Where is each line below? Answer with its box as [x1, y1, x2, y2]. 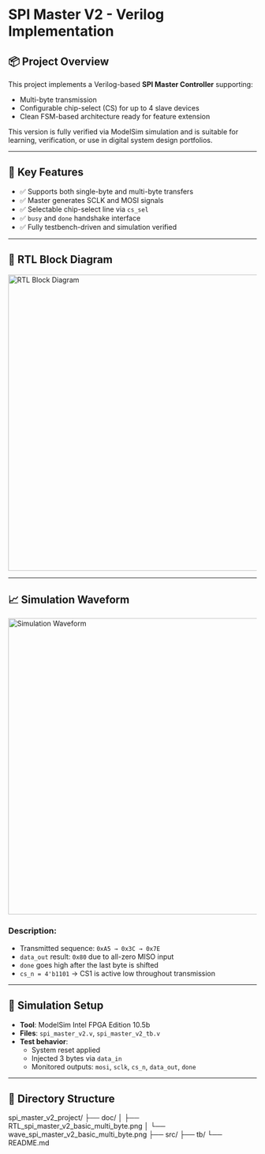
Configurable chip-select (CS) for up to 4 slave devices [19, 103, 200, 112]
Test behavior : [19, 1036, 69, 1046]
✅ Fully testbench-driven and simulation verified [19, 222, 177, 231]
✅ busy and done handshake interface [19, 213, 141, 223]
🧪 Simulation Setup [8, 999, 104, 1013]
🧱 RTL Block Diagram [8, 253, 113, 266]
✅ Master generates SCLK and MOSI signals [19, 195, 164, 205]
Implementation [8, 22, 114, 40]
